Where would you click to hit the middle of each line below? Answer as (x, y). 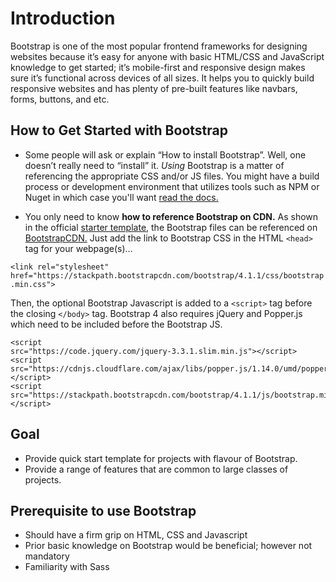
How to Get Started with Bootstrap (119, 130)
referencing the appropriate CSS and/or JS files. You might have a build (172, 176)
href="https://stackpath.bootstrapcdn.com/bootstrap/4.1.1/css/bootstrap (167, 275)
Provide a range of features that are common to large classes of (156, 469)
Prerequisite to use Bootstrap (103, 510)
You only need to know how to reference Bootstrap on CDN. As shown (171, 216)
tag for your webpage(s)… (78, 248)
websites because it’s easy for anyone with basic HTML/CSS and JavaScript (167, 56)
